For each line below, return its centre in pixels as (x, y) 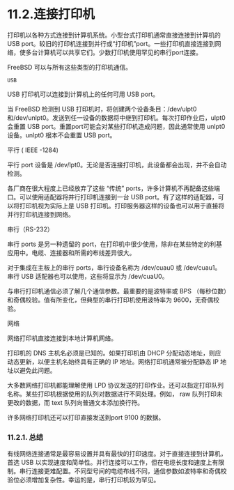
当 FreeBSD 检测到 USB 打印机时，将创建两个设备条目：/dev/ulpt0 (102, 109)
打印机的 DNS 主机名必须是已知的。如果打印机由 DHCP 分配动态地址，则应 (114, 353)
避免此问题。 (38, 370)
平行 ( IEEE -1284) (33, 150)
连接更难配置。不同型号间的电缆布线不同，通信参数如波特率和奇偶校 (129, 471)
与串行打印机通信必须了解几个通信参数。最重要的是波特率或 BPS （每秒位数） (117, 291)
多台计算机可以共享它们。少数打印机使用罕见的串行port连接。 (114, 52)
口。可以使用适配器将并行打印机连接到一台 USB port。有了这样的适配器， (112, 197)
